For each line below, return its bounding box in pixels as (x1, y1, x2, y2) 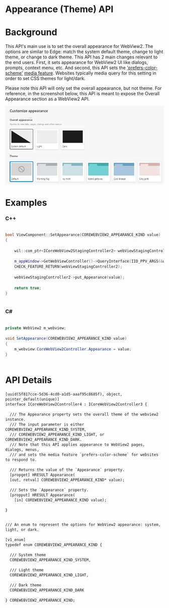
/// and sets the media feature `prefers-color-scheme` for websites (10, 452, 158, 457)
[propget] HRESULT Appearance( (10, 472, 75, 477)
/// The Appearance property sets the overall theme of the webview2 (10, 412, 158, 417)
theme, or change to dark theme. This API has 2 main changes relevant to (5, 54, 158, 60)
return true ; (14, 285, 42, 290)
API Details (5, 374, 52, 386)
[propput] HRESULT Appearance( (10, 493, 75, 498)
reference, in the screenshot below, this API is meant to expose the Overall (5, 91, 160, 97)
